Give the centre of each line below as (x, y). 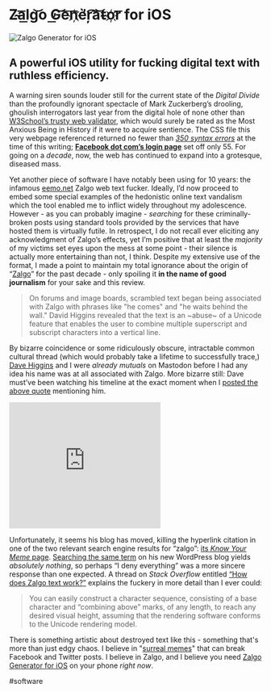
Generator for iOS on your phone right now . (81, 665)
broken (21, 222)
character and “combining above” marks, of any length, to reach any (142, 606)
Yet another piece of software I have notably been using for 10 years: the (130, 179)
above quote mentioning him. (58, 391)
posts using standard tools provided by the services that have (137, 222)
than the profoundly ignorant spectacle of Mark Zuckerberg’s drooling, (126, 103)
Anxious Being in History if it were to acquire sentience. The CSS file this (130, 129)
